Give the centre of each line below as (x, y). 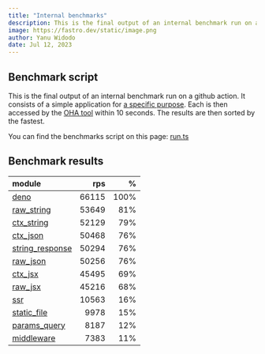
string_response (42, 248)
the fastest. (26, 121)
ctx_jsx (25, 273)
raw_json (29, 261)
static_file (30, 312)
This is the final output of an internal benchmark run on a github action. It (127, 96)
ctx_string (30, 222)
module (27, 183)
